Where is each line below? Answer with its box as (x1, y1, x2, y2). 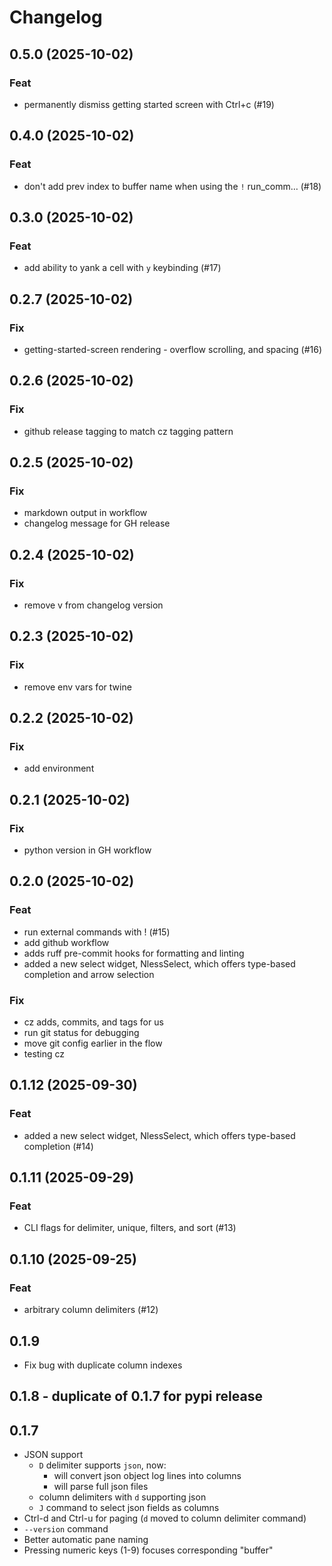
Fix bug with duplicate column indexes (23, 1359, 183, 1371)
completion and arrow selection (23, 968, 155, 980)
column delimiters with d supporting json (38, 1491, 207, 1503)
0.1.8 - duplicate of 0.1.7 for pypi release (9, 1388, 263, 1405)
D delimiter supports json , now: (38, 1459, 167, 1471)
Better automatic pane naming (23, 1534, 149, 1546)
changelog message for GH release (23, 517, 171, 530)
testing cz (23, 1048, 66, 1060)
